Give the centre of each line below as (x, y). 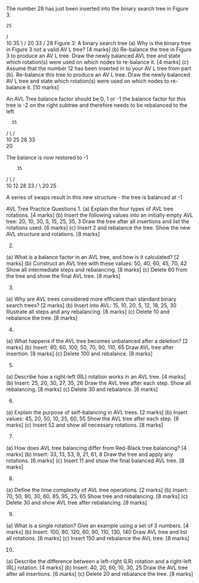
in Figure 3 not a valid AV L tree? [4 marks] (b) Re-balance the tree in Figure (99, 49)
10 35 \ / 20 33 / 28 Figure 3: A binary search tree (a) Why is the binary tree (99, 43)
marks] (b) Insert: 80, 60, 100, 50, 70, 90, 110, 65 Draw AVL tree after (90, 347)
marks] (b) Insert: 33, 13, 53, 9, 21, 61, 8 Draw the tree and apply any (90, 454)
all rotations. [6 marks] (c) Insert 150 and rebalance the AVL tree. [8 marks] (98, 538)
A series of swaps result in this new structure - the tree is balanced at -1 (94, 197)
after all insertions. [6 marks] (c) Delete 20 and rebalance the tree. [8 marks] (100, 574)
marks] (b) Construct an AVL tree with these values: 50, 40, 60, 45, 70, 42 (97, 263)
